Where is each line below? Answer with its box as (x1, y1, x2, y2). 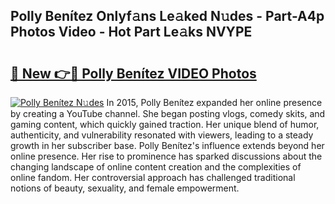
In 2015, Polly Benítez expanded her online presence (106, 97, 323, 108)
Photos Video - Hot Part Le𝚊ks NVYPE (10, 24, 253, 41)
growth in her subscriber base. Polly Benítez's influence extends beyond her (10, 140, 325, 151)
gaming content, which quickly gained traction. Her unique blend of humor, (10, 119, 320, 130)
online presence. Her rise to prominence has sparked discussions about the (10, 150, 323, 162)
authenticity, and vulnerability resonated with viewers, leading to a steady (10, 129, 314, 141)
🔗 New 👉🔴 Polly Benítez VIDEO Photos (10, 65, 257, 82)
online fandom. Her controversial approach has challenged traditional (10, 172, 296, 183)
